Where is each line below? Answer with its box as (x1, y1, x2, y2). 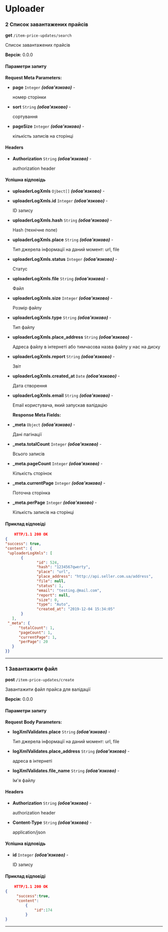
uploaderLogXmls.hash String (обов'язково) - (12, 217, 112, 224)
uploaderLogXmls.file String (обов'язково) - (12, 276, 108, 282)
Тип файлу (12, 325, 35, 331)
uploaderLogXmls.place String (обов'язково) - (12, 237, 113, 243)
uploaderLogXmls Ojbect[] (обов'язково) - (12, 188, 105, 194)
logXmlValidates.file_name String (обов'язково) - (12, 767, 120, 774)
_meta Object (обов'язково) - (12, 422, 75, 428)
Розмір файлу (12, 305, 42, 311)
